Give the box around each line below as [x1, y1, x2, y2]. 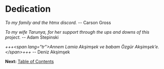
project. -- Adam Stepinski [5, 34, 59, 40]
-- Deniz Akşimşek [32, 49, 70, 55]
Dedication [5, 3, 51, 15]
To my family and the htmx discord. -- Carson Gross [5, 20, 111, 25]
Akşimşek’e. [134, 44, 160, 49]
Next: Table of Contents [5, 58, 54, 64]
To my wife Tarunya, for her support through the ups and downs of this [5, 29, 150, 35]
